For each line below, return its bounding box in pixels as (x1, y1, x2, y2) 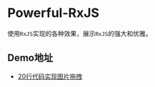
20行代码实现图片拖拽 (17, 72, 83, 81)
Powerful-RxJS (7, 5, 100, 21)
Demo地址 (7, 52, 54, 64)
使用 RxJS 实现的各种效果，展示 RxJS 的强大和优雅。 (7, 29, 152, 37)
